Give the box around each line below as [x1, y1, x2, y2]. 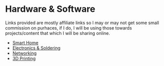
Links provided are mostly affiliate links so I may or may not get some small [5, 20, 160, 26]
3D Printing [12, 55, 36, 61]
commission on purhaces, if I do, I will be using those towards [5, 25, 132, 31]
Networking [12, 50, 37, 56]
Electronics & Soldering [12, 45, 61, 51]
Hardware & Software [5, 3, 96, 15]
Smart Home [12, 39, 39, 45]
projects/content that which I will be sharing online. [5, 30, 111, 36]
